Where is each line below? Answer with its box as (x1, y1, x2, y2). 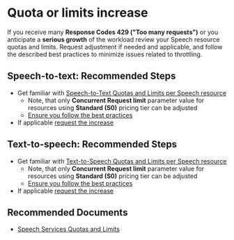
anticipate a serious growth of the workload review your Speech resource (7, 35, 220, 43)
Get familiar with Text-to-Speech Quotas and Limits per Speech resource (17, 157, 227, 165)
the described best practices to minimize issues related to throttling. (7, 50, 203, 58)
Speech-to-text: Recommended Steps (7, 70, 176, 82)
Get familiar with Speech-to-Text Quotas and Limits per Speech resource (17, 88, 227, 97)
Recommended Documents (7, 207, 128, 218)
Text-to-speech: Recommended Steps (7, 138, 178, 150)
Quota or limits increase (7, 5, 148, 21)
